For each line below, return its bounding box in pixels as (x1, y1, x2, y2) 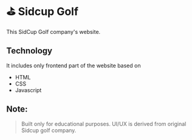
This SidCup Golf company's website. (6, 28, 101, 35)
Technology (6, 45, 53, 56)
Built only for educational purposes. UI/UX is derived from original (21, 120, 187, 127)
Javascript (15, 86, 42, 93)
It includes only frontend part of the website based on (6, 62, 141, 69)
